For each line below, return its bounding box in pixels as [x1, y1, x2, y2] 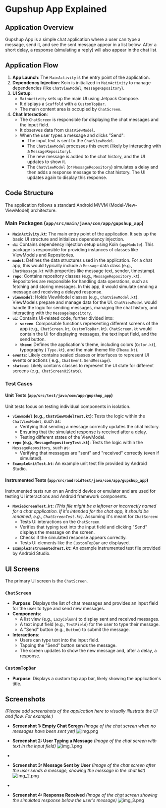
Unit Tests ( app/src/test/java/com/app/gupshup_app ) [5, 393, 113, 399]
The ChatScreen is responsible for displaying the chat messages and [19, 116, 159, 122]
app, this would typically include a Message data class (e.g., [12, 262, 132, 268]
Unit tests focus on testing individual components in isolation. [5, 404, 131, 409]
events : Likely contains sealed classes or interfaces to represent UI [12, 352, 150, 358]
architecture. [30, 207, 57, 213]
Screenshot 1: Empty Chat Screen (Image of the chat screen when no [12, 723, 156, 729]
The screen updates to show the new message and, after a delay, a [19, 648, 157, 654]
